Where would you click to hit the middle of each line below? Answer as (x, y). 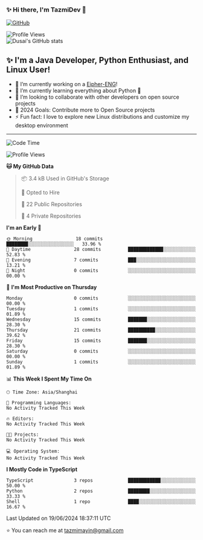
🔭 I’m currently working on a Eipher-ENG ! (66, 84)
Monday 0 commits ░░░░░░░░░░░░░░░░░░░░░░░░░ (101, 298)
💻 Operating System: (33, 452)
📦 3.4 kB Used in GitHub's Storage (65, 179)
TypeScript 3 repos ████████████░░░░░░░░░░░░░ (101, 481)
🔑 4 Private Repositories (51, 216)
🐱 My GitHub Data (30, 167)
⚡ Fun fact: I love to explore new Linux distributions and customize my (102, 117)
